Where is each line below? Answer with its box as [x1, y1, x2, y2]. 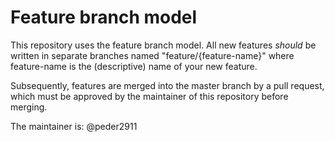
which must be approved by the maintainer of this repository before [10, 90, 289, 102]
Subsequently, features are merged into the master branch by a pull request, [10, 79, 325, 91]
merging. [10, 101, 48, 113]
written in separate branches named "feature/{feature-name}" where [10, 49, 295, 61]
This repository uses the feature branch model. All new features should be [10, 39, 317, 51]
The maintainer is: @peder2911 [10, 120, 138, 132]
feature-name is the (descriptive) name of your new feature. [10, 60, 258, 72]
